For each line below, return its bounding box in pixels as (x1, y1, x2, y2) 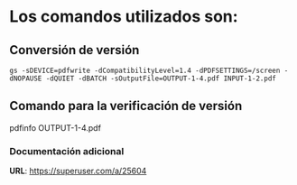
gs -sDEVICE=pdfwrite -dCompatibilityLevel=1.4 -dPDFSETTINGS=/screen (9, 66, 281, 75)
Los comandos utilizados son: (9, 6, 238, 27)
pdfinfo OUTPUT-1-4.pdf (9, 122, 102, 133)
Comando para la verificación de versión (9, 98, 243, 114)
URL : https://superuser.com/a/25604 (9, 165, 147, 177)
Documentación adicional (9, 144, 125, 157)
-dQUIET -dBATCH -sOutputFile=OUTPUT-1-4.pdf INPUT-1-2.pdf (45, 74, 277, 83)
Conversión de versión (9, 42, 140, 58)
